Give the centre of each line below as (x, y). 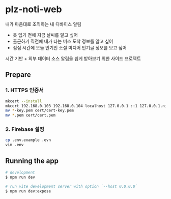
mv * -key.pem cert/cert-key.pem (39, 110)
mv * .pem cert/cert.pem (31, 116)
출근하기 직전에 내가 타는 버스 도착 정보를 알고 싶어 (63, 41)
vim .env (15, 145)
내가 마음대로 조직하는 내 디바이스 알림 (43, 24)
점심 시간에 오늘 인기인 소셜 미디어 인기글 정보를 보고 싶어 (70, 47)
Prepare (18, 75)
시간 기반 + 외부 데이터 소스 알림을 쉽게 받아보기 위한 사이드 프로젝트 (73, 58)
